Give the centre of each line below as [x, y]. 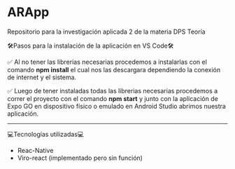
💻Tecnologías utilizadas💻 [45, 134]
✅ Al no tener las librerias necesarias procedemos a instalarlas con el [107, 62]
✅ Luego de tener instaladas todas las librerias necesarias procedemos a [113, 90]
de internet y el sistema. [42, 77]
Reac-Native [35, 150]
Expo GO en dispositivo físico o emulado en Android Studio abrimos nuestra [116, 106]
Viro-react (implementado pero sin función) [80, 158]
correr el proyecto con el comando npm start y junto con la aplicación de [113, 98]
